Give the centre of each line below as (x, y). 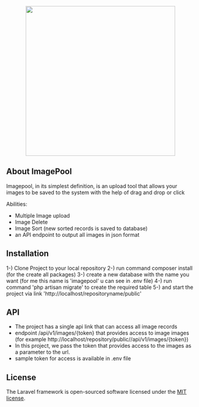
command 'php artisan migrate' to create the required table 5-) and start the (100, 287)
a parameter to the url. (42, 352)
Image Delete (31, 222)
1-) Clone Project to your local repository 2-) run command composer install (99, 268)
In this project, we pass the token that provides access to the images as (103, 346)
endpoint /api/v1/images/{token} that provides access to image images (102, 333)
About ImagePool (39, 172)
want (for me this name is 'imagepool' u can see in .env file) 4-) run (89, 281)
